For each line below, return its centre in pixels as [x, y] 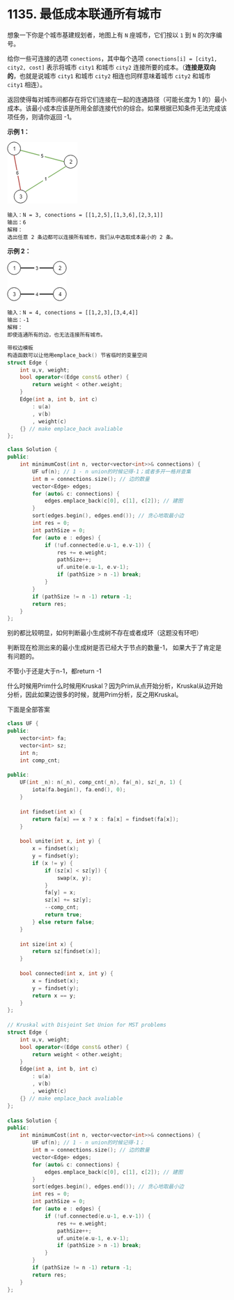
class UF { [23, 724]
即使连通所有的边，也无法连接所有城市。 [56, 335]
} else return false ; [64, 922]
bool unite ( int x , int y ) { [60, 841]
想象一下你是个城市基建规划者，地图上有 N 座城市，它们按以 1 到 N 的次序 [112, 35]
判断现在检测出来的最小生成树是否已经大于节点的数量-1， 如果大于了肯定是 [115, 648]
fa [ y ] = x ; [60, 893]
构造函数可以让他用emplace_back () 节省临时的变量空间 [77, 355]
